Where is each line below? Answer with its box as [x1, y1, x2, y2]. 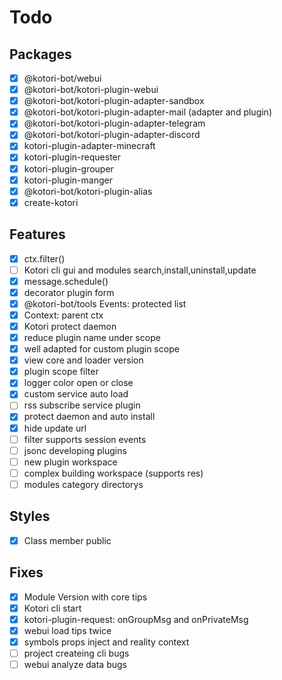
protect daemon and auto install [23, 411, 156, 423]
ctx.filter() [23, 252, 66, 265]
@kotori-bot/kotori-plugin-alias [23, 185, 153, 197]
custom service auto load [23, 388, 129, 400]
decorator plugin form [23, 286, 115, 298]
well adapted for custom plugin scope [23, 343, 180, 355]
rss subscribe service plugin [23, 399, 141, 411]
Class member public [23, 534, 112, 546]
